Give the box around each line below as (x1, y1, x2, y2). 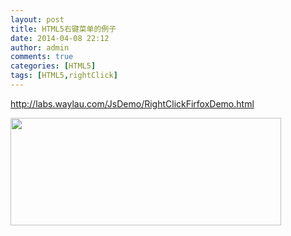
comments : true (10, 52, 74, 62)
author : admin (10, 42, 70, 53)
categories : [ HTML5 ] (10, 61, 97, 71)
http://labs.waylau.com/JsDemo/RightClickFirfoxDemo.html (10, 97, 255, 110)
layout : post (10, 14, 65, 25)
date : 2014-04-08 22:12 (10, 33, 110, 43)
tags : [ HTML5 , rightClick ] (10, 71, 118, 81)
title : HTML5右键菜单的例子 (10, 24, 117, 34)
